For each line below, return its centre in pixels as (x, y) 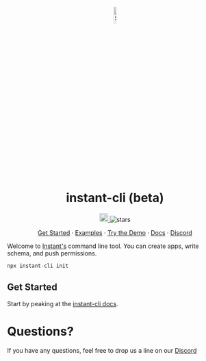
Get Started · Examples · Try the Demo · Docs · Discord (115, 232)
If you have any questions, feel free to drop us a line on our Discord (102, 350)
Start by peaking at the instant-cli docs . (63, 303)
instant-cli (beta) (115, 198)
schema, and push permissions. (52, 253)
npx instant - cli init (38, 266)
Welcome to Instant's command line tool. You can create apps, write (103, 246)
